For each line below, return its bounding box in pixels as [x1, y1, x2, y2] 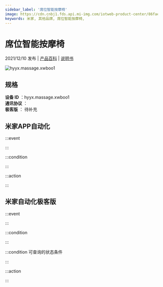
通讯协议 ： [5, 101, 28, 106]
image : [5, 12, 18, 17]
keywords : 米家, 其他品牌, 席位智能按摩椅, [5, 16, 85, 21]
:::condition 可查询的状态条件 [5, 249, 63, 255]
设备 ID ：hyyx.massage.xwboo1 [5, 94, 70, 100]
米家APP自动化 [5, 122, 50, 130]
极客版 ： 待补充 [5, 106, 37, 112]
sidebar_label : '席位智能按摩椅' [5, 7, 67, 12]
